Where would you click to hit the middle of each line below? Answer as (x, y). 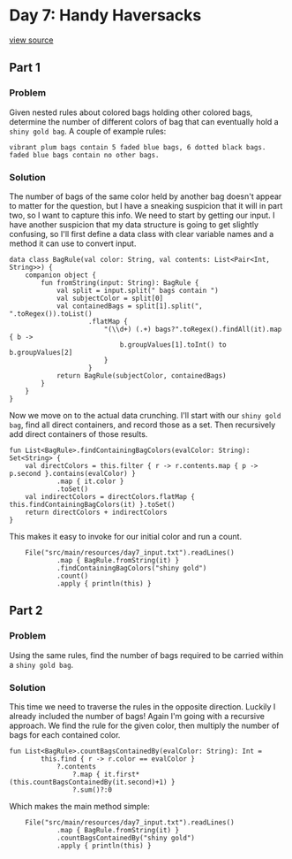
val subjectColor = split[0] (110, 298)
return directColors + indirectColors (96, 512)
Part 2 (26, 611)
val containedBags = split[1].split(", (129, 306)
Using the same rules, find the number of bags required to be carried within (146, 655)
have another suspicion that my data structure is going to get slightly (134, 224)
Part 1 (25, 68)
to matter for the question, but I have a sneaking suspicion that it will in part (146, 205)
